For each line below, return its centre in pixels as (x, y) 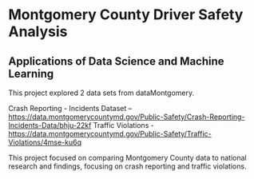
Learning (31, 74)
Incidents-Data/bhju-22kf (50, 125)
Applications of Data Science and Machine (117, 61)
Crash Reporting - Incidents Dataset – (70, 108)
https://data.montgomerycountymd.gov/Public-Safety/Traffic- (110, 134)
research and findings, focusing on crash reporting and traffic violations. (127, 166)
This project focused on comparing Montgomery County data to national (127, 158)
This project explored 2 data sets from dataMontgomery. (101, 93)
